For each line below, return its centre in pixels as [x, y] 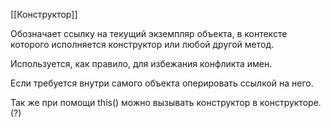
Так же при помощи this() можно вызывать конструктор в [134, 102]
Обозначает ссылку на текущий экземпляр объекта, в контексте [149, 33]
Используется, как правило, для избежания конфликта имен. [141, 63]
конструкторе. [290, 102]
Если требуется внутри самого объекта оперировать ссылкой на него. [162, 83]
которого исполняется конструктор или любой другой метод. [142, 44]
